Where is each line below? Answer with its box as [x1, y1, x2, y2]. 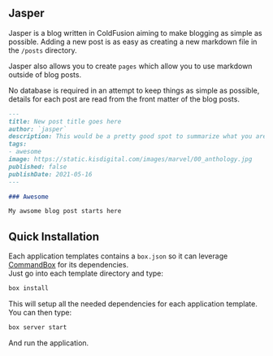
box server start [8, 323, 67, 332]
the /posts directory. [8, 45, 77, 55]
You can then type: [8, 308, 71, 317]
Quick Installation [8, 229, 100, 243]
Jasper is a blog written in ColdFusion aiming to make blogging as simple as [8, 28, 262, 37]
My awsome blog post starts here [8, 207, 122, 215]
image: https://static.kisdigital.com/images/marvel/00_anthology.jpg [8, 155, 253, 163]
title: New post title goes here [8, 117, 122, 125]
